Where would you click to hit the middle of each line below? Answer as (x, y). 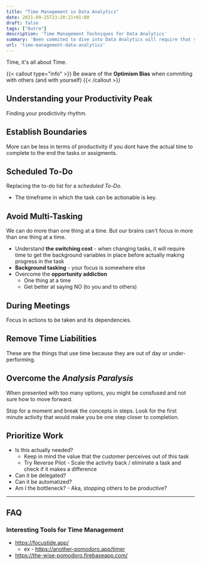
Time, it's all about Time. (36, 62)
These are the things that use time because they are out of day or (87, 353)
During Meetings (38, 306)
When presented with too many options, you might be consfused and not (96, 393)
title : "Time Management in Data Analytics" (63, 12)
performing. (21, 359)
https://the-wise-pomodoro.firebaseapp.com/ (71, 555)
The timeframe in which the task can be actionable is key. (86, 197)
